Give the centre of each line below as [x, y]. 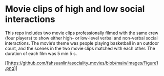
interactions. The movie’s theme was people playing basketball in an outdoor [82, 43]
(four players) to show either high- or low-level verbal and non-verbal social [81, 38]
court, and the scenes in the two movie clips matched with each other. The [80, 48]
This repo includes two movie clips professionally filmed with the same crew [82, 33]
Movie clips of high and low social [75, 9]
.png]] [11, 68]
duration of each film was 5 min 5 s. [41, 53]
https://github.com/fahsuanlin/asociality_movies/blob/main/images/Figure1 [83, 63]
